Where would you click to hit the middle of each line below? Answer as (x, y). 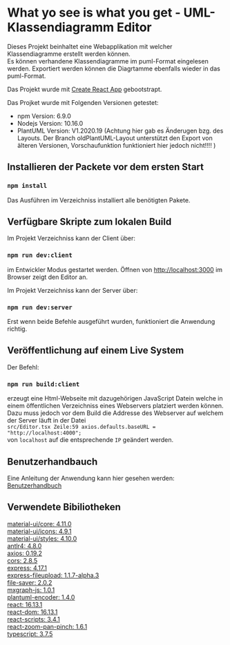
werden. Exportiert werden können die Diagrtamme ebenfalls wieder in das (114, 68)
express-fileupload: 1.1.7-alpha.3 (53, 575)
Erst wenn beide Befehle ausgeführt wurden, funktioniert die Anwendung (111, 322)
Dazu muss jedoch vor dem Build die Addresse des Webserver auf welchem (115, 413)
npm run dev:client (40, 256)
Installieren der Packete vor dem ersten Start (105, 167)
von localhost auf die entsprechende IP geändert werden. (90, 440)
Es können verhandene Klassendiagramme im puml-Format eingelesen (108, 61)
